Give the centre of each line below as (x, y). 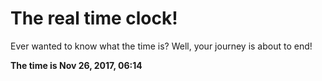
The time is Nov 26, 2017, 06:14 (76, 65)
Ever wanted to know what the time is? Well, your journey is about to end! (161, 46)
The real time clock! (94, 18)
